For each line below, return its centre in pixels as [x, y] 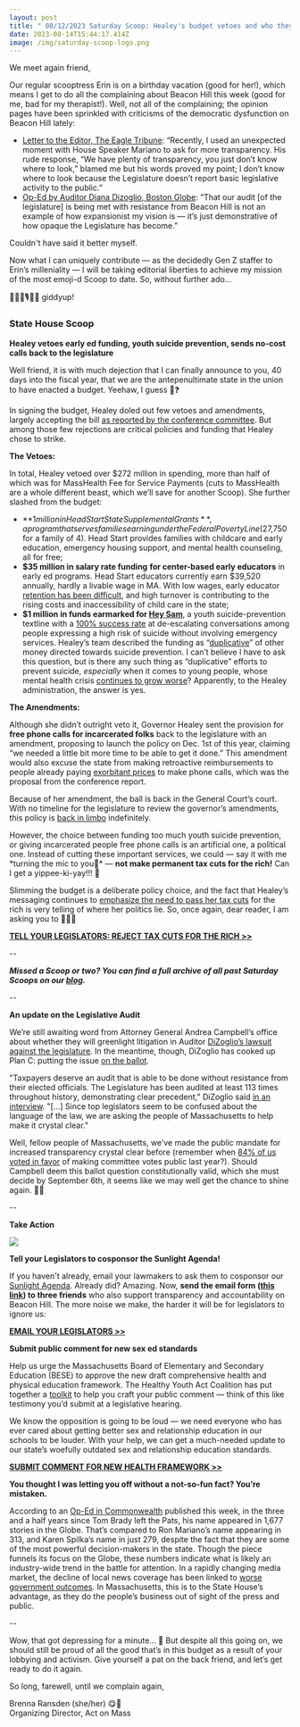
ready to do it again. [46, 1669]
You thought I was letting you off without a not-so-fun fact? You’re [135, 1484]
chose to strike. [38, 438]
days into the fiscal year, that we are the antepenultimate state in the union [146, 380]
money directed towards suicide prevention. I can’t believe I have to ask [154, 652]
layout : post [33, 17]
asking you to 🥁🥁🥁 [43, 918]
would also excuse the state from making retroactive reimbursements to [142, 762]
